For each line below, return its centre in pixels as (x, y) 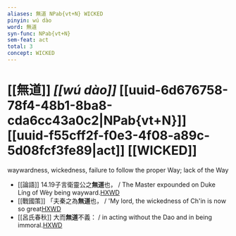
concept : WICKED (31, 54)
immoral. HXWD (40, 225)
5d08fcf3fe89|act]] (66, 150)
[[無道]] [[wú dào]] (62, 91)
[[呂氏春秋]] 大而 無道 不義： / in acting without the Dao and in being (115, 217)
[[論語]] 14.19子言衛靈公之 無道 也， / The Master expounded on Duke (117, 185)
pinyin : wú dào (30, 20)
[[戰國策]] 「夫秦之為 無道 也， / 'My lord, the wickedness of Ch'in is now (122, 201)
